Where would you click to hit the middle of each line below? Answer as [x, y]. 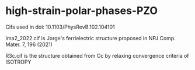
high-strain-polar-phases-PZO [82, 11]
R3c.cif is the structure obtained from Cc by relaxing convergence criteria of [97, 55]
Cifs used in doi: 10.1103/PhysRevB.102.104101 [60, 27]
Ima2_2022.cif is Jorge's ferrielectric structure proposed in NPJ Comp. [90, 38]
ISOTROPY [18, 62]
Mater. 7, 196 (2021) [29, 44]
